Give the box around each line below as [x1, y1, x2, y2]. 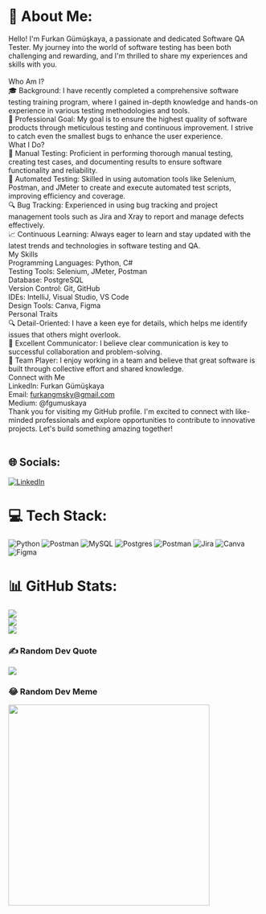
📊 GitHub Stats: [8, 576, 118, 595]
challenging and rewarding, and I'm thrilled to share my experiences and [8, 51, 248, 60]
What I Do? [8, 140, 45, 150]
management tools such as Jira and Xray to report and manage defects [8, 211, 244, 221]
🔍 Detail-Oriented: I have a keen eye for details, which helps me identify [8, 318, 248, 328]
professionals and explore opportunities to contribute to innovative [35, 415, 256, 424]
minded [8, 415, 34, 424]
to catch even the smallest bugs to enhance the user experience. [8, 131, 223, 141]
